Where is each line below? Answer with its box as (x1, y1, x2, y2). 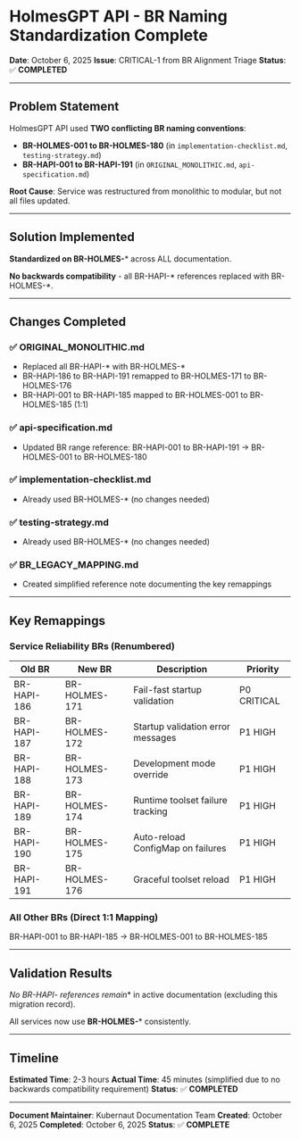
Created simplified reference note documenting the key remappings (21, 578, 272, 590)
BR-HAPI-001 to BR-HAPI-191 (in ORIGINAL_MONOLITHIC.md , (21, 159, 237, 170)
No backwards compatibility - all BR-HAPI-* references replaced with (9, 270, 270, 281)
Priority (246, 663, 279, 676)
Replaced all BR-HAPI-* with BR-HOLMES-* (21, 362, 186, 372)
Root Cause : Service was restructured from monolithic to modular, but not (9, 186, 282, 196)
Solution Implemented (9, 229, 136, 245)
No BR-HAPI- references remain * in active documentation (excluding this (9, 989, 279, 1001)
